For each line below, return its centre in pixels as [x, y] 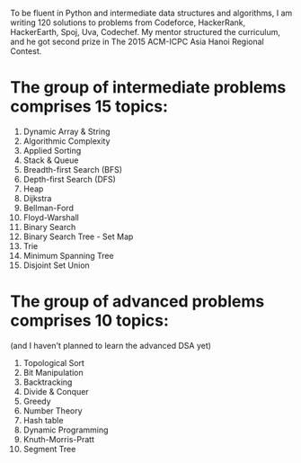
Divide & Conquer [56, 391]
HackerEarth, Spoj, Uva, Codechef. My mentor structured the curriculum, [146, 32]
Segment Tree [49, 449]
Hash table [43, 420]
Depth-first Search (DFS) [69, 179]
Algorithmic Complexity [66, 141]
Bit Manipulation [53, 372]
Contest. [26, 51]
